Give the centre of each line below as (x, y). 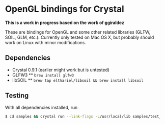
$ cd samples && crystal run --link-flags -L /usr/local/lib (68, 116)
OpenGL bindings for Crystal (65, 9)
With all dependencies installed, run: (42, 107)
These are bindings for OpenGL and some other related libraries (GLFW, (78, 32)
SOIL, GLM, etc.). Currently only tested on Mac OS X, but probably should (80, 37)
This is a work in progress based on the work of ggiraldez (65, 23)
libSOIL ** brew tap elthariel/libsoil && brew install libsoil (78, 80)
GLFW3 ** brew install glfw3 (43, 75)
